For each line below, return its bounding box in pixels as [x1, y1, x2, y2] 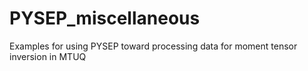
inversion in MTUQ [9, 50, 87, 62]
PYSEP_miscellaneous [9, 7, 201, 30]
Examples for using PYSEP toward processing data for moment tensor [9, 40, 298, 52]
